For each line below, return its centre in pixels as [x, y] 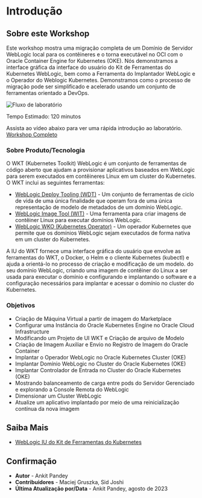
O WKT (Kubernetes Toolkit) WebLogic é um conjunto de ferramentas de [96, 163]
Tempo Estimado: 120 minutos [44, 116]
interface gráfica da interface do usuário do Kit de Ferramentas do [89, 67]
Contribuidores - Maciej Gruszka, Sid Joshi [69, 482]
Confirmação [32, 461]
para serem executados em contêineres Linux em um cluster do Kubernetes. [101, 176]
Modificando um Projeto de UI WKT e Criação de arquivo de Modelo [99, 338]
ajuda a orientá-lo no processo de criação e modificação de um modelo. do [100, 264]
